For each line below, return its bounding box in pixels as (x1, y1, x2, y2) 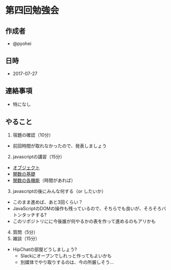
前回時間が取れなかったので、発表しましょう (12, 143, 107, 149)
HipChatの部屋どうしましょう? (12, 246, 78, 253)
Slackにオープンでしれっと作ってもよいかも (20, 253, 112, 259)
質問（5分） (12, 229, 38, 235)
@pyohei (12, 40, 32, 47)
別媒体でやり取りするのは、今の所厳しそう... (20, 259, 114, 265)
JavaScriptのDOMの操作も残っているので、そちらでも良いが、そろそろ (12, 206, 162, 212)
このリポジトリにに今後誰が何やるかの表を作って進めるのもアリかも (12, 218, 156, 224)
